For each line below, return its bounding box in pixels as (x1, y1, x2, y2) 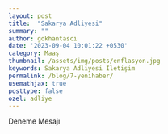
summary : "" (8, 27, 48, 35)
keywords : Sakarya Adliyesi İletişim (8, 65, 136, 73)
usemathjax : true (8, 79, 67, 87)
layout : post (8, 11, 52, 20)
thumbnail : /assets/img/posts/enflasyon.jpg (8, 57, 161, 65)
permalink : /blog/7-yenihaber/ (8, 72, 114, 80)
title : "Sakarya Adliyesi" (8, 19, 103, 27)
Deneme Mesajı (8, 116, 61, 126)
